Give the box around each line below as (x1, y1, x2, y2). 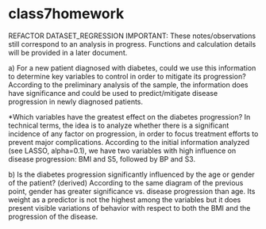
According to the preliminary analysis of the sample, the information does (8, 80, 249, 90)
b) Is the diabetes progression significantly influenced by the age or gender (8, 170, 256, 179)
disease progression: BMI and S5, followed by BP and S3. (8, 154, 196, 163)
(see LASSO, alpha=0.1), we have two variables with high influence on (8, 146, 237, 155)
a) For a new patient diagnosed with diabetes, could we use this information (8, 63, 256, 72)
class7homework (8, 5, 125, 23)
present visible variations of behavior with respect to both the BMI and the (8, 203, 251, 212)
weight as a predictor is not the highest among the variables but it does (8, 195, 241, 204)
